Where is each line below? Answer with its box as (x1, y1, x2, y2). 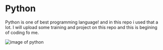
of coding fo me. (5, 29, 39, 35)
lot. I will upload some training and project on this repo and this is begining (5, 24, 158, 30)
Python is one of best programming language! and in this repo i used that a (5, 19, 159, 25)
